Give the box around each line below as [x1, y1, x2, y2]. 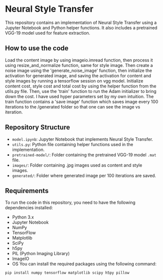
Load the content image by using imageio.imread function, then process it [5, 57, 153, 63]
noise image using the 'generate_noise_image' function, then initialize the [5, 67, 152, 73]
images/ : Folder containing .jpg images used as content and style [12, 162, 143, 168]
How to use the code [5, 44, 69, 52]
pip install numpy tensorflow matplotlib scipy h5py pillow [5, 270, 130, 276]
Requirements [5, 187, 49, 195]
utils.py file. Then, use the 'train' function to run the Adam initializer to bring [5, 88, 157, 94]
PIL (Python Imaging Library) [12, 251, 70, 257]
